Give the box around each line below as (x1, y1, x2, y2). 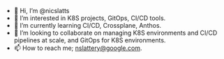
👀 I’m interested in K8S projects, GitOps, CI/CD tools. (13, 14, 166, 22)
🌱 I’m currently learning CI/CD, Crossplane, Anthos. (13, 22, 162, 29)
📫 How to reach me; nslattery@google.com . (13, 44, 142, 52)
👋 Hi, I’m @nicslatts (13, 7, 70, 15)
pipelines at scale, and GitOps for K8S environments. (13, 36, 166, 44)
